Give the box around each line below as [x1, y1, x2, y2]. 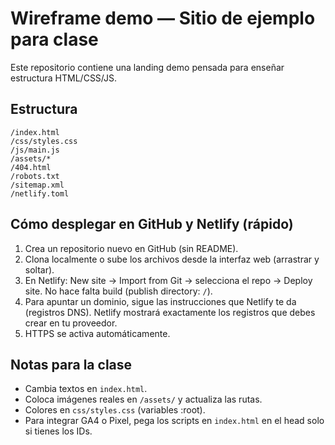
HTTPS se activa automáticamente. [24, 327, 171, 339]
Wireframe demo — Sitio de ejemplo [10, 7, 316, 30]
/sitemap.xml [10, 180, 65, 190]
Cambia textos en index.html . [24, 383, 148, 395]
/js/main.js [10, 145, 60, 155]
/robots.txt [10, 171, 60, 181]
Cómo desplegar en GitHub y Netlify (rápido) [10, 216, 294, 233]
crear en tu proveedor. [24, 317, 118, 329]
